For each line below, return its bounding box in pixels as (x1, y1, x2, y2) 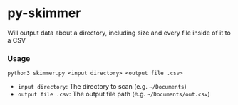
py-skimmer (7, 5, 81, 21)
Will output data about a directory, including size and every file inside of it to (7, 28, 232, 37)
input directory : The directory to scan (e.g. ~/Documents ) (17, 82, 187, 91)
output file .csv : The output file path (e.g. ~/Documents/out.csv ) (17, 90, 210, 99)
